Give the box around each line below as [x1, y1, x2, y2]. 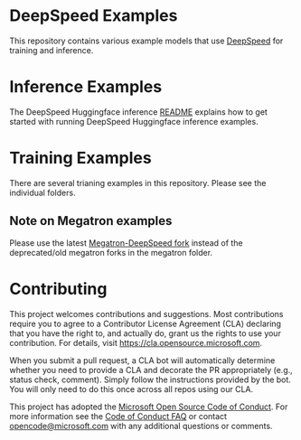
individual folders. [9, 187, 76, 198]
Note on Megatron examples [9, 213, 173, 229]
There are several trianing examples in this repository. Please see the [9, 177, 267, 188]
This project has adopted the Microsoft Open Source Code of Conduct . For [9, 401, 288, 412]
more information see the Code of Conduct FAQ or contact [9, 410, 228, 421]
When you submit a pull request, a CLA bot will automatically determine [9, 354, 276, 366]
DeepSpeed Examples [9, 5, 178, 26]
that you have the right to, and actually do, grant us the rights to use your [9, 327, 282, 339]
